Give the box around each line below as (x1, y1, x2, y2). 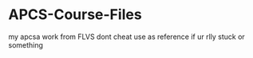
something (8, 40, 44, 49)
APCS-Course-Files (8, 6, 142, 24)
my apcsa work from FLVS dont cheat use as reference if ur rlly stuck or (8, 32, 245, 41)
